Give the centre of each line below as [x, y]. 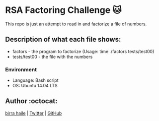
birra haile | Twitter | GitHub [34, 113]
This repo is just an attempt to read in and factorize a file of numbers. [76, 24]
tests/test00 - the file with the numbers [52, 57]
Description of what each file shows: [63, 39]
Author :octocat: [32, 101]
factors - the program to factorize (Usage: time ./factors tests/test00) [83, 51]
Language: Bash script [35, 80]
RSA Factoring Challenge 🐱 [63, 10]
